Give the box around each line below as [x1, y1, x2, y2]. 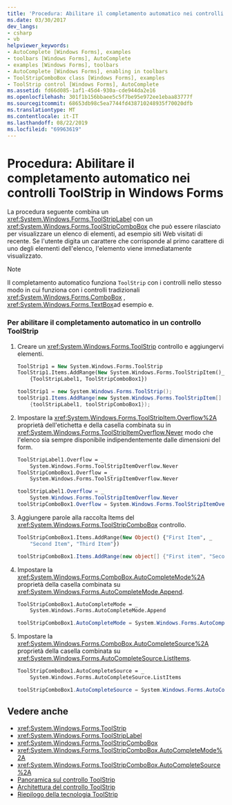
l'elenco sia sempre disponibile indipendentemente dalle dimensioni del [17, 435, 221, 444]
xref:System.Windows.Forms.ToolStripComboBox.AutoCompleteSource [17, 761, 221, 769]
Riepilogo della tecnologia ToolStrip [17, 790, 119, 798]
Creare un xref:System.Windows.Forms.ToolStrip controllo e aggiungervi [17, 342, 224, 350]
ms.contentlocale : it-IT [7, 113, 79, 120]
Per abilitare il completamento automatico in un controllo [7, 318, 202, 328]
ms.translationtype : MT [7, 106, 76, 113]
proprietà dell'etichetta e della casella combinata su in [17, 421, 171, 429]
